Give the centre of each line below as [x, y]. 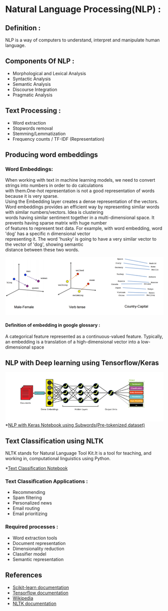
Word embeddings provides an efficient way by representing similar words [82, 207]
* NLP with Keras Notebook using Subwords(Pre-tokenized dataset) [75, 425]
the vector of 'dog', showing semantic [45, 244]
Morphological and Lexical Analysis [49, 73]
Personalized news [32, 503]
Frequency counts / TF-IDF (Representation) [58, 139]
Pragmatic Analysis [32, 95]
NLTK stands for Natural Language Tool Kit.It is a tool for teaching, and [78, 453]
